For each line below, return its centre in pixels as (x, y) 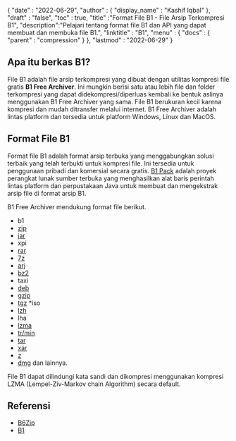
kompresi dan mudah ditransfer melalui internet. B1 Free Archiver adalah (112, 109)
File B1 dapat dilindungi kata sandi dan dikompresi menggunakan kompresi (116, 376)
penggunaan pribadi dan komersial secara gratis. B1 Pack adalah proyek (112, 170)
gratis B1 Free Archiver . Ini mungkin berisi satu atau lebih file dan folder (111, 87)
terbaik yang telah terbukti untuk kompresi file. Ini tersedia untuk (101, 163)
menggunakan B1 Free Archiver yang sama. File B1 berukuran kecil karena (114, 101)
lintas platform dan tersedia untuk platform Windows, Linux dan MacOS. (112, 116)
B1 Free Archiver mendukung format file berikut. (77, 206)
